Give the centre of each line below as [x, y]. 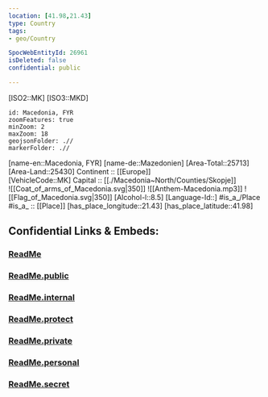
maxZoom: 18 [28, 134]
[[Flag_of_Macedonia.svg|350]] [60, 197]
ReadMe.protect [41, 319]
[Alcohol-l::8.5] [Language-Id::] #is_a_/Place [187, 197]
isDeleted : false [37, 61]
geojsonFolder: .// [41, 141]
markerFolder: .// [39, 148]
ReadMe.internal [41, 298]
